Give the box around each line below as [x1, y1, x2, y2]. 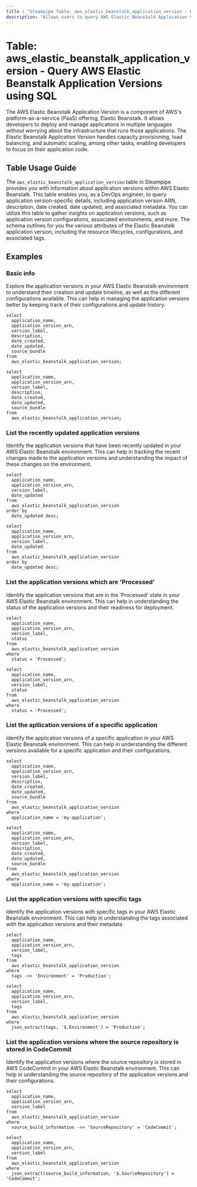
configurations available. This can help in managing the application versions [6, 294, 189, 302]
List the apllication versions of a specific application [6, 721, 158, 729]
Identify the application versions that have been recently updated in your [6, 442, 182, 449]
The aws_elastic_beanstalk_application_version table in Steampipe [6, 178, 171, 185]
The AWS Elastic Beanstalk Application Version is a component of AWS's [6, 108, 182, 116]
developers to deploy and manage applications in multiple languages [6, 121, 172, 128]
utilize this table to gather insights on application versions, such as [6, 209, 167, 217]
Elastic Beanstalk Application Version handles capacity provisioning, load [6, 133, 183, 141]
